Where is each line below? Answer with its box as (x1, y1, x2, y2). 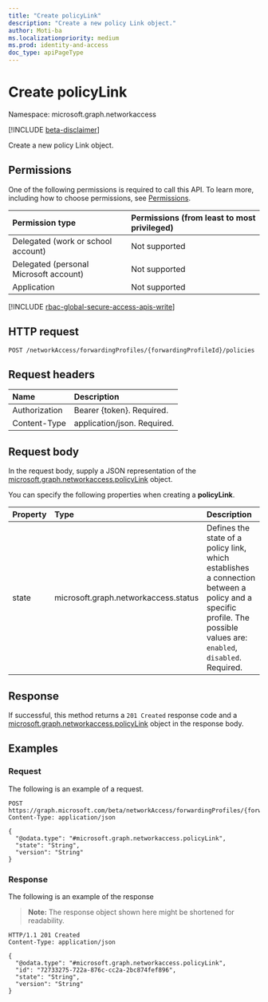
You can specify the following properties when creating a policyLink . (8, 490, 235, 499)
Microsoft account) (12, 268, 85, 279)
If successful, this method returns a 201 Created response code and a (8, 711, 238, 720)
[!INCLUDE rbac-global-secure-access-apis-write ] (8, 302, 175, 311)
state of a (206, 532, 242, 543)
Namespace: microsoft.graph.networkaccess (8, 109, 157, 119)
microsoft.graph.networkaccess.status (54, 592, 199, 603)
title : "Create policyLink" (8, 11, 102, 20)
